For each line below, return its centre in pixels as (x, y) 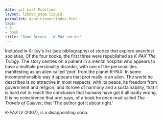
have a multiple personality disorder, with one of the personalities (71, 66)
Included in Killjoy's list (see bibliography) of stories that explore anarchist (80, 51)
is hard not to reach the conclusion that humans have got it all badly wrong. (81, 92)
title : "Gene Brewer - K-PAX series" (44, 37)
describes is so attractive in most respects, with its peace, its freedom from (81, 82)
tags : (11, 23)
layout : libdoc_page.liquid (34, 14)
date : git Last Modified (30, 10)
